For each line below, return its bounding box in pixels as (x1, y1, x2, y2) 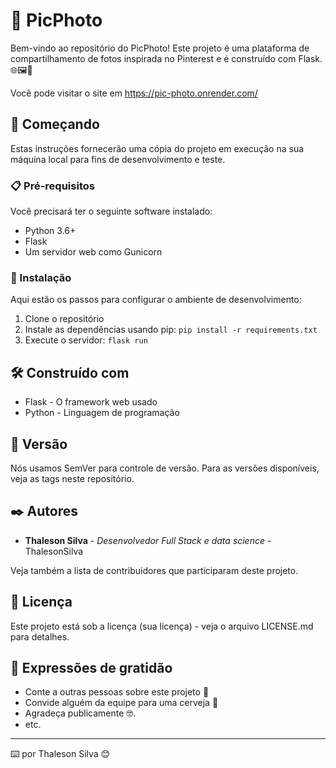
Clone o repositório (24, 313, 105, 325)
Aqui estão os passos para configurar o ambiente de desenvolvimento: (10, 294, 302, 306)
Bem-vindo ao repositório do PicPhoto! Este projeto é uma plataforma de (10, 42, 310, 54)
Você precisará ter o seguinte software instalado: (10, 205, 213, 218)
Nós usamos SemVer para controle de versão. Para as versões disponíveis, (10, 462, 320, 474)
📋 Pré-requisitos (10, 179, 95, 193)
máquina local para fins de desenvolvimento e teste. (10, 153, 226, 165)
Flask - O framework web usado (24, 396, 158, 408)
